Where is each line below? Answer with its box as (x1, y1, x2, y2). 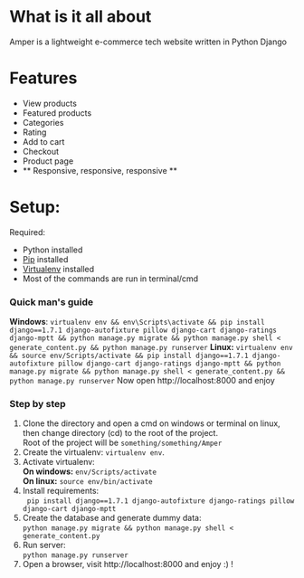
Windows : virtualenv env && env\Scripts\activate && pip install (9, 317, 265, 327)
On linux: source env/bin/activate (22, 476, 154, 487)
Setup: (9, 197, 61, 218)
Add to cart (22, 136, 65, 147)
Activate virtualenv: (22, 457, 95, 468)
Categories (22, 117, 64, 128)
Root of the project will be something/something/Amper (22, 437, 223, 449)
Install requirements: (22, 486, 100, 497)
